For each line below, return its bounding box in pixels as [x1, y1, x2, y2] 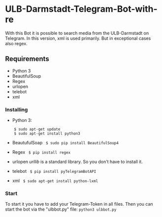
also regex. [5, 40, 28, 46]
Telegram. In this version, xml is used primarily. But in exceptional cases [5, 35, 151, 41]
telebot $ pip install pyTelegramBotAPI [12, 168, 97, 174]
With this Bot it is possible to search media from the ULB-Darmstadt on [5, 30, 149, 36]
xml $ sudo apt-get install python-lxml [12, 178, 98, 184]
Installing [5, 106, 28, 113]
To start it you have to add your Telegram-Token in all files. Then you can [5, 201, 154, 207]
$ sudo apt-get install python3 [14, 131, 80, 136]
